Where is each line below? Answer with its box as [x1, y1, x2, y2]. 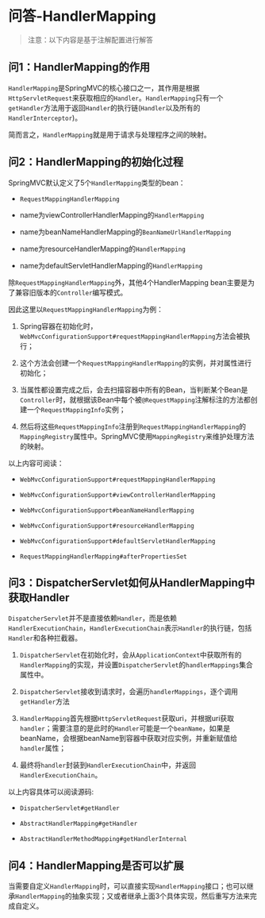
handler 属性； [19, 743, 66, 753]
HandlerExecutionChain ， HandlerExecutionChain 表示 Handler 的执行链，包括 [8, 623, 252, 633]
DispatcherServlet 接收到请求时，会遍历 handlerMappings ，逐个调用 [19, 687, 238, 696]
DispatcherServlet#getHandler [19, 804, 121, 812]
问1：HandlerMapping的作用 [8, 60, 151, 74]
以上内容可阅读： [8, 458, 64, 468]
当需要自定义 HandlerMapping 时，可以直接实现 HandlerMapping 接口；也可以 [8, 881, 248, 891]
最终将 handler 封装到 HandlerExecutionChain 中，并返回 [19, 760, 197, 770]
